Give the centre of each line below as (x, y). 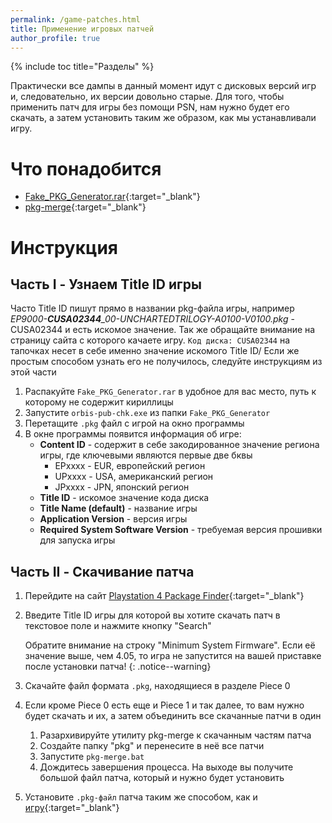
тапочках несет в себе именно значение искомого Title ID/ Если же (155, 351)
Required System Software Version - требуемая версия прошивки (181, 530)
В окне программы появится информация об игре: (133, 434)
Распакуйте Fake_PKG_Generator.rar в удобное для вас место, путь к (170, 392)
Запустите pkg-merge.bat (92, 757)
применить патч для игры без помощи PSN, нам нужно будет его (150, 107)
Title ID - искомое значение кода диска (124, 498)
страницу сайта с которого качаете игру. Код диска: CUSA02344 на (150, 340)
